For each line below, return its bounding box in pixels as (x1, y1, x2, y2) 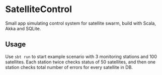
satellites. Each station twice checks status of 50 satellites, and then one (5, 59, 156, 65)
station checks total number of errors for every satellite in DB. (5, 64, 133, 70)
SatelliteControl (5, 4, 72, 15)
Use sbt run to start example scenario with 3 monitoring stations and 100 (5, 53, 157, 59)
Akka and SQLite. (5, 25, 41, 31)
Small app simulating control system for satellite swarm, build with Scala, (5, 20, 156, 26)
